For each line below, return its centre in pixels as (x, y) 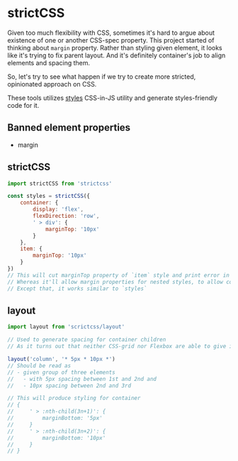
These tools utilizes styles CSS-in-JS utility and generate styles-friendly (113, 98)
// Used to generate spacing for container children (87, 340)
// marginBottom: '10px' (57, 438)
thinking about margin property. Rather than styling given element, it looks (115, 48)
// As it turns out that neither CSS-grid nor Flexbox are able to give (117, 346)
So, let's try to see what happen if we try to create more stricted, (102, 77)
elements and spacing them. (49, 62)
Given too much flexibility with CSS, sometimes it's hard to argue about (111, 33)
